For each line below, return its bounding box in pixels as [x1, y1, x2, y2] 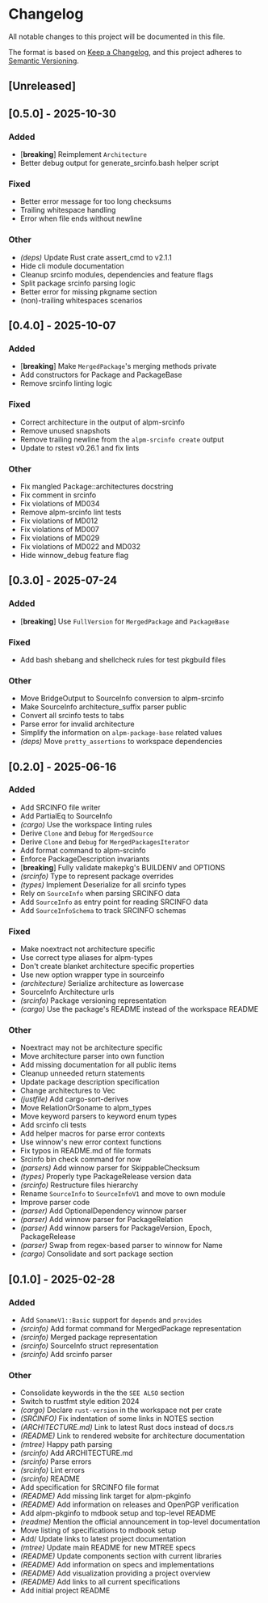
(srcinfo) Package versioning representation [19, 996, 167, 1005]
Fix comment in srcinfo [19, 490, 97, 500]
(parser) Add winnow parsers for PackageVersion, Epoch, [19, 1223, 212, 1233]
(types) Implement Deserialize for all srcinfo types [19, 879, 186, 890]
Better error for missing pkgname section [19, 286, 157, 296]
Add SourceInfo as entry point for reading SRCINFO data [19, 897, 208, 907]
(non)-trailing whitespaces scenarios [19, 295, 143, 305]
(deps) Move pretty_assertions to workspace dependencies [19, 737, 223, 747]
